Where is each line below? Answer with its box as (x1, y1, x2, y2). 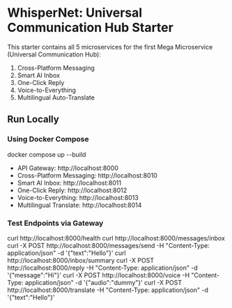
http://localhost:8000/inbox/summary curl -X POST (7, 256, 155, 264)
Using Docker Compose (7, 134, 89, 144)
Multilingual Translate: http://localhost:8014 (17, 201, 142, 209)
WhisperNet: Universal (7, 5, 143, 21)
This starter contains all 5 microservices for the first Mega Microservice (7, 43, 213, 51)
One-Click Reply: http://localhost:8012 (17, 186, 127, 194)
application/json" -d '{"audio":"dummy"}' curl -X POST (24, 278, 183, 286)
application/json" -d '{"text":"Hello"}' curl (7, 249, 127, 257)
